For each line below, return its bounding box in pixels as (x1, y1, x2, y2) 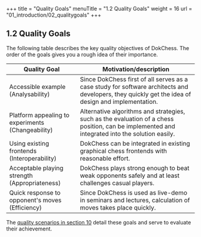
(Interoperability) (9, 154, 57, 162)
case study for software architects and (80, 82, 188, 91)
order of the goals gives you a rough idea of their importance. (6, 51, 159, 58)
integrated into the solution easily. (80, 130, 175, 138)
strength (9, 171, 33, 180)
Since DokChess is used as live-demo (80, 188, 187, 196)
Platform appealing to (9, 110, 70, 119)
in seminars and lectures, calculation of (80, 196, 190, 204)
